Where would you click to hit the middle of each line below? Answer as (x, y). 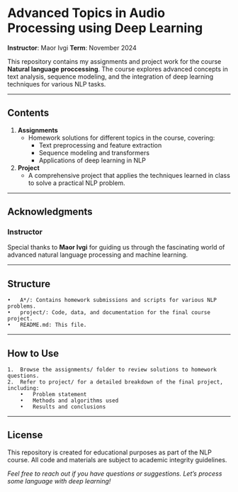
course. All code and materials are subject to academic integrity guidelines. (117, 459)
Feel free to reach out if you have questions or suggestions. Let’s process (115, 474)
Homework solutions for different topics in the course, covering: (121, 138)
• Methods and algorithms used (69, 401)
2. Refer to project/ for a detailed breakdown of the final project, (115, 382)
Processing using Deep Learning (105, 28)
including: (23, 388)
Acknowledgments (50, 212)
